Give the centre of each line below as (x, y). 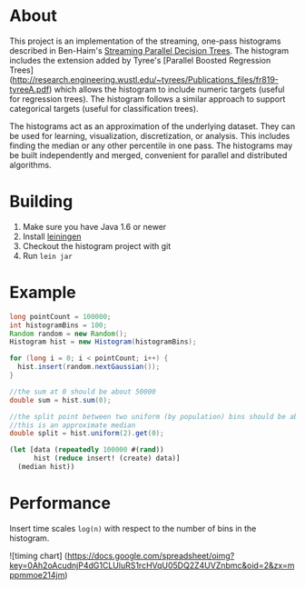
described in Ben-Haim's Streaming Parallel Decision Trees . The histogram (149, 50)
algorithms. (30, 165)
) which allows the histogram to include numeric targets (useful (167, 89)
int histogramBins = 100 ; (58, 325)
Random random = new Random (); (69, 334)
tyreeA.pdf (30, 89)
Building (41, 202)
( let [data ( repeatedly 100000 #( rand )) (87, 450)
